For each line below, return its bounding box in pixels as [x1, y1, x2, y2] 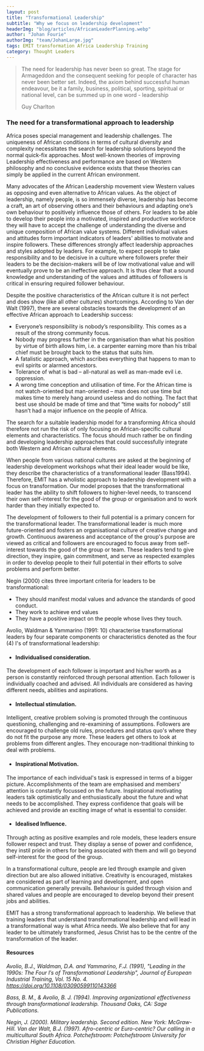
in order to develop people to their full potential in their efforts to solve [6, 559, 183, 567]
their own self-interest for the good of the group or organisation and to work [6, 495, 197, 503]
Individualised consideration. [15, 653, 91, 661]
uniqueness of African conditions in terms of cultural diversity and [6, 138, 172, 146]
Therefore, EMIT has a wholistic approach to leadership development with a [6, 476, 197, 483]
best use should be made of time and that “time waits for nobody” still [15, 400, 191, 408]
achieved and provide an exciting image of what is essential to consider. [6, 806, 187, 813]
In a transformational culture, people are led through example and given [6, 865, 186, 872]
